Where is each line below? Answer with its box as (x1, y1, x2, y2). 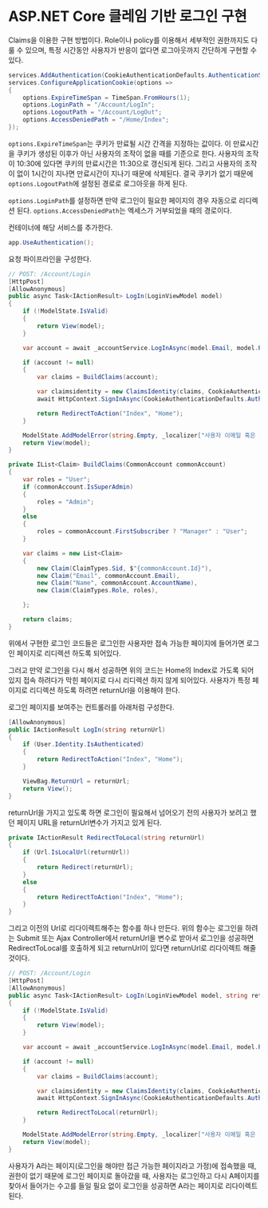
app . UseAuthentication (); (8, 238, 94, 246)
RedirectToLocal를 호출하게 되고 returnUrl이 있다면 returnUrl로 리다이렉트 (8, 943, 242, 953)
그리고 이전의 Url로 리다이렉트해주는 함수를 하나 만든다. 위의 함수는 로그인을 (8, 923, 243, 933)
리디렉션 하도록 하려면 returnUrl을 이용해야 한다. (29, 685, 181, 695)
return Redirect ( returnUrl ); (37, 863, 134, 871)
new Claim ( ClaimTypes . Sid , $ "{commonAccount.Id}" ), (37, 564, 213, 572)
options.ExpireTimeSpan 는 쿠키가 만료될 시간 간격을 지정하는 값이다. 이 (8, 138, 231, 148)
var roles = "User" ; (22, 476, 91, 484)
